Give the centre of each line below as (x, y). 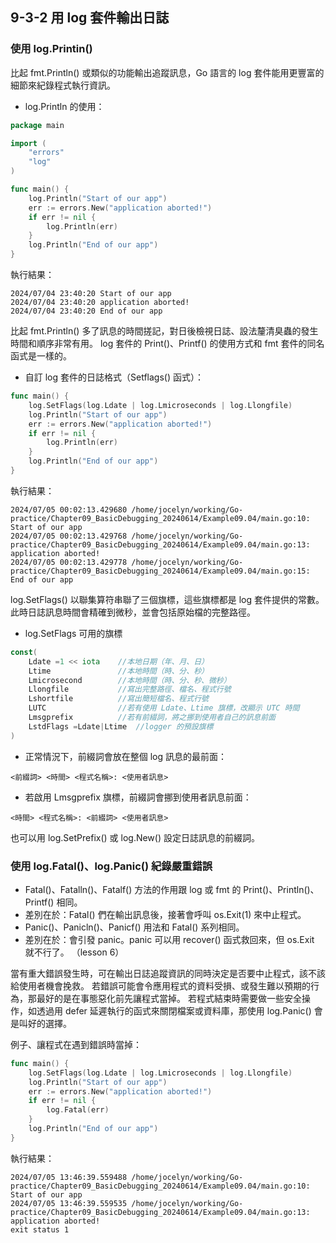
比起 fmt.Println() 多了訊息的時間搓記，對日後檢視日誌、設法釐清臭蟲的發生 (164, 331)
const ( (24, 652)
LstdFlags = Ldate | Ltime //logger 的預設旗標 (121, 726)
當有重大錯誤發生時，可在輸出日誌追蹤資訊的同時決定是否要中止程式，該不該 (168, 973)
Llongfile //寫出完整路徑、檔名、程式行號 (130, 689)
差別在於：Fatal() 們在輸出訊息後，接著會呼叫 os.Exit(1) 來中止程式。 (165, 914)
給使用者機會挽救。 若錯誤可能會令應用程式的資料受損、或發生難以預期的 (160, 985)
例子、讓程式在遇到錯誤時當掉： (76, 1044)
